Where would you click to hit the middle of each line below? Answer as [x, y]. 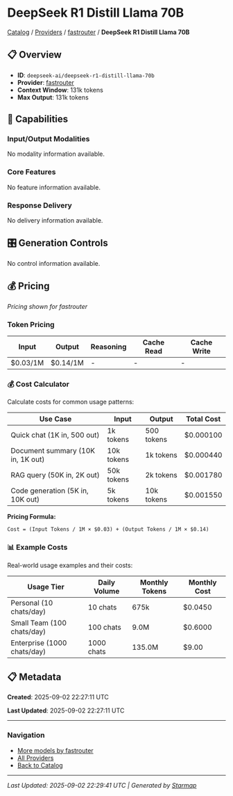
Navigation [26, 735]
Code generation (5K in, [50, 491]
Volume [106, 591]
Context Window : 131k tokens [60, 90]
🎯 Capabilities [38, 119]
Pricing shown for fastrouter [48, 306]
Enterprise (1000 [39, 643]
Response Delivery [40, 205]
